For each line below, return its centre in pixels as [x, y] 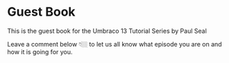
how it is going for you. [40, 51]
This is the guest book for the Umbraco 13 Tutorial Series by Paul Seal [107, 31]
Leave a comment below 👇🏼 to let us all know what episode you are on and [114, 44]
